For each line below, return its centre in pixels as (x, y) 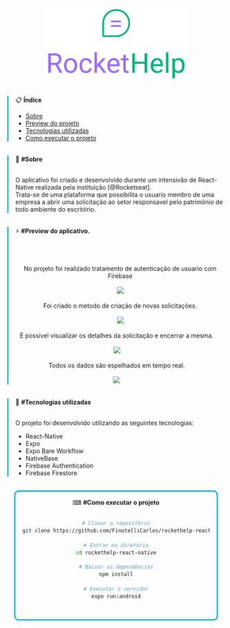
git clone (36, 530)
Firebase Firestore (51, 473)
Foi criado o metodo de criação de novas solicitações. (120, 306)
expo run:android (116, 596)
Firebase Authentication (59, 465)
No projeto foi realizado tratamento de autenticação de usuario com (120, 268)
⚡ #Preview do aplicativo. (53, 231)
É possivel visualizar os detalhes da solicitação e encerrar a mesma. (117, 335)
